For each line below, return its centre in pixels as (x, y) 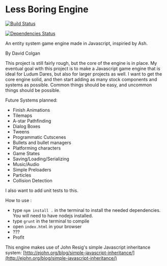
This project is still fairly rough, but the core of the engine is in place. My (81, 63)
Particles (22, 175)
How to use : (19, 200)
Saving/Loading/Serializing (41, 159)
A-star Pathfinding (32, 120)
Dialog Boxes (26, 126)
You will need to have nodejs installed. (53, 215)
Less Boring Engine (47, 9)
